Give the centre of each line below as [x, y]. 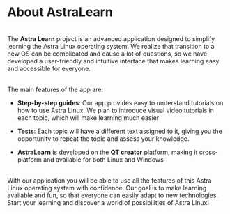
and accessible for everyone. [49, 68]
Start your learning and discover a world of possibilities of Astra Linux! [108, 202]
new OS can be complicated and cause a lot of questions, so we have [107, 54]
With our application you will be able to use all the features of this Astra [109, 180]
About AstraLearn [60, 12]
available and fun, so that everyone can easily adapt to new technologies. [113, 195]
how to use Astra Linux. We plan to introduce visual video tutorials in [116, 110]
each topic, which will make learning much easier [88, 117]
